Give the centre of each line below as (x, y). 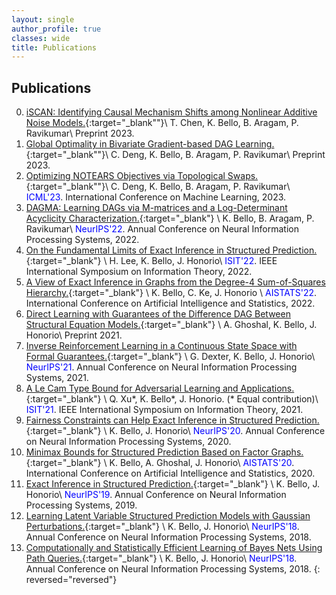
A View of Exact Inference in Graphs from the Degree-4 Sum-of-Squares (175, 282)
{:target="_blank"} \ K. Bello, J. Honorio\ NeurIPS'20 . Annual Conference (175, 431)
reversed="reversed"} (71, 580)
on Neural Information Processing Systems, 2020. (128, 442)
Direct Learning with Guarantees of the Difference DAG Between (158, 314)
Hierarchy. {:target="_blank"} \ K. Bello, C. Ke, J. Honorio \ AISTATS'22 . (171, 293)
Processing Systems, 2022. (82, 240)
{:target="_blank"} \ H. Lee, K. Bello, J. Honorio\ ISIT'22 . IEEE (151, 261)
